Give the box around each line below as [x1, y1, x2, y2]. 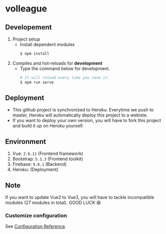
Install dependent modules [19, 41, 75, 47]
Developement [5, 23, 52, 31]
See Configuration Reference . [5, 223, 66, 229]
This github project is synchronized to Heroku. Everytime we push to [12, 107, 154, 113]
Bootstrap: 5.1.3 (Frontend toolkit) [12, 156, 83, 162]
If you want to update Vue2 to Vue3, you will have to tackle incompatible [5, 194, 154, 200]
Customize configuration [5, 212, 67, 219]
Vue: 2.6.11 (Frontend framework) [12, 150, 83, 156]
